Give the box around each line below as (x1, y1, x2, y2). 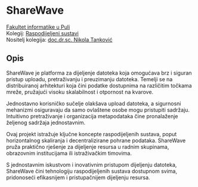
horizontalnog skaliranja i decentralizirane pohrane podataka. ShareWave (6, 137, 186, 144)
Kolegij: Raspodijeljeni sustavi (6, 29, 79, 36)
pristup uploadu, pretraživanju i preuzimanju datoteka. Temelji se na (6, 75, 173, 82)
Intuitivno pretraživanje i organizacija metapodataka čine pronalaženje (6, 112, 178, 119)
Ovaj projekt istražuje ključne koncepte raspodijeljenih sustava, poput (6, 130, 177, 137)
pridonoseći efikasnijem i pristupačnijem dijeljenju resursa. (6, 174, 150, 181)
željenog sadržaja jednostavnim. (6, 119, 86, 126)
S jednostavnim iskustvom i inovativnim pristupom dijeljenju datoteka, (6, 161, 177, 168)
